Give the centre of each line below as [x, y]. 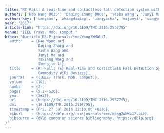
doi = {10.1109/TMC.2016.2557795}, [52, 105]
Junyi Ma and [51, 55]
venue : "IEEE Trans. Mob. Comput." [41, 32]
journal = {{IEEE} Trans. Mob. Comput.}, [54, 77]
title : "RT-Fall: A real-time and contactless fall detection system [77, 9]
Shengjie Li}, [52, 64]
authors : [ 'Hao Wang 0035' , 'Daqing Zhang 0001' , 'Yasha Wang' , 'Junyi [79, 14]
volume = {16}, [28, 82]
